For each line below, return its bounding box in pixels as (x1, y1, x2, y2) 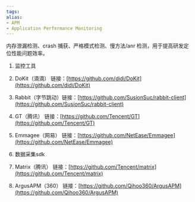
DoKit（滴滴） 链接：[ (14, 75, 68, 82)
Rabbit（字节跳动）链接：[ (14, 94, 80, 101)
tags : (6, 8, 20, 15)
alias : (6, 14, 23, 20)
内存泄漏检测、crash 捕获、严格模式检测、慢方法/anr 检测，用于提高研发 (6, 42, 184, 49)
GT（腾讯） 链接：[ (14, 113, 62, 120)
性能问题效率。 (11, 50, 48, 57)
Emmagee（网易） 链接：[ (14, 132, 80, 139)
